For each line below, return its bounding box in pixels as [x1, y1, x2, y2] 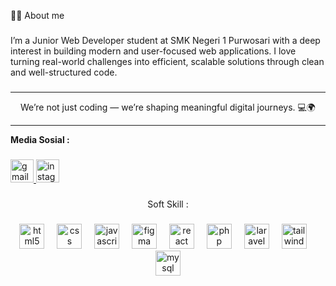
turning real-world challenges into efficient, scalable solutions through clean [10, 55, 325, 67]
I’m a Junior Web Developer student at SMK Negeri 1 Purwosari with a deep [10, 34, 321, 46]
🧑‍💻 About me [10, 10, 65, 21]
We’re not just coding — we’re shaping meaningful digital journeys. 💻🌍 [20, 101, 316, 113]
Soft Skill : [147, 198, 189, 210]
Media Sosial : [10, 133, 70, 145]
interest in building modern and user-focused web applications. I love [10, 45, 297, 57]
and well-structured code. [10, 66, 118, 78]
